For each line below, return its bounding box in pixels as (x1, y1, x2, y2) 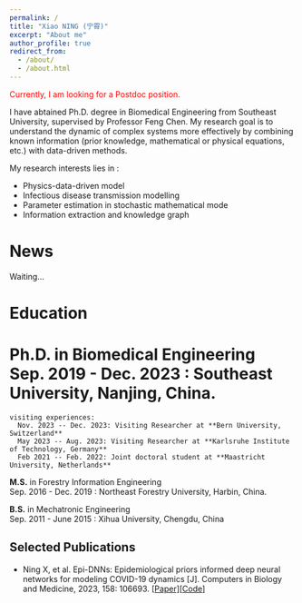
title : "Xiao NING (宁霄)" (9, 22, 109, 31)
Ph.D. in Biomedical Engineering (9, 344, 256, 365)
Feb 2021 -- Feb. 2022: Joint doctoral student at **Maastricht (17, 452, 266, 461)
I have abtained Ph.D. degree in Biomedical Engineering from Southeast (9, 106, 277, 117)
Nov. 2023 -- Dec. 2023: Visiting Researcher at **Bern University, (17, 420, 282, 430)
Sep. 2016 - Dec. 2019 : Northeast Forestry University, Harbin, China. (9, 486, 268, 497)
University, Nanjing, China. (9, 383, 217, 404)
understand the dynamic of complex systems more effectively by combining (9, 125, 294, 136)
